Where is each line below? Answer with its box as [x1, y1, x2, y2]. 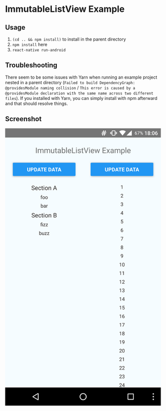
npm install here [12, 42, 48, 47]
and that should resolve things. [5, 100, 68, 106]
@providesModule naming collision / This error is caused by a [5, 85, 135, 91]
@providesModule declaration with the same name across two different [5, 91, 154, 96]
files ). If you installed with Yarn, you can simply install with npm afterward [5, 95, 158, 101]
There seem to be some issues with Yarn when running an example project [5, 74, 158, 80]
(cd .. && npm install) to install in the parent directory [12, 36, 126, 42]
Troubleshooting [5, 61, 58, 70]
